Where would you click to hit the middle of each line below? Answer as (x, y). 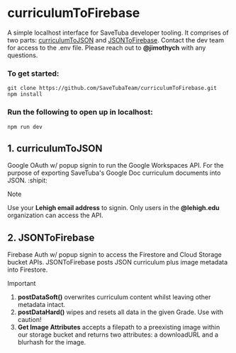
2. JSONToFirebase (51, 237)
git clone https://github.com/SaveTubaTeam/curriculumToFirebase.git (112, 88)
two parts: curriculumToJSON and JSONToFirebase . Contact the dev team (116, 40)
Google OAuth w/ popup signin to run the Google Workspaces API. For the (116, 166)
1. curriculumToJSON (55, 148)
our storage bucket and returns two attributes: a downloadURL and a (118, 335)
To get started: (33, 74)
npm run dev (25, 127)
